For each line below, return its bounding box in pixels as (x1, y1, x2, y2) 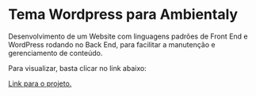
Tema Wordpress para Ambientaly (8, 6, 239, 24)
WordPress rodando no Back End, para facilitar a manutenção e (8, 39, 216, 49)
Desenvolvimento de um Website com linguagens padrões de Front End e (8, 31, 248, 41)
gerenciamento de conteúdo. (8, 48, 103, 57)
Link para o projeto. (8, 79, 72, 88)
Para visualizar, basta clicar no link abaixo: (8, 63, 147, 72)
